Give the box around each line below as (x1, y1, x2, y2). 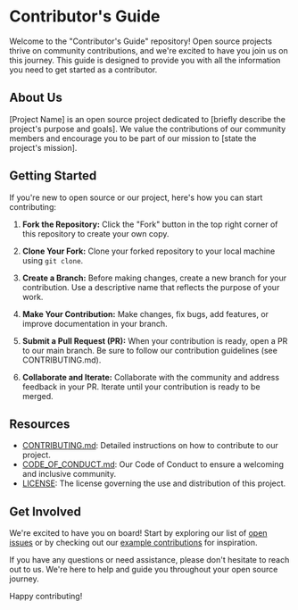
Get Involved (9, 504, 82, 519)
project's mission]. (9, 142, 78, 153)
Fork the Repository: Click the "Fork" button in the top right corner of (21, 219, 278, 230)
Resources (9, 416, 70, 431)
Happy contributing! (9, 591, 83, 602)
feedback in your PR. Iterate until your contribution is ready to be (21, 381, 261, 392)
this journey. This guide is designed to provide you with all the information (9, 54, 281, 65)
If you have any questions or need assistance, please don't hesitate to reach (9, 555, 290, 565)
